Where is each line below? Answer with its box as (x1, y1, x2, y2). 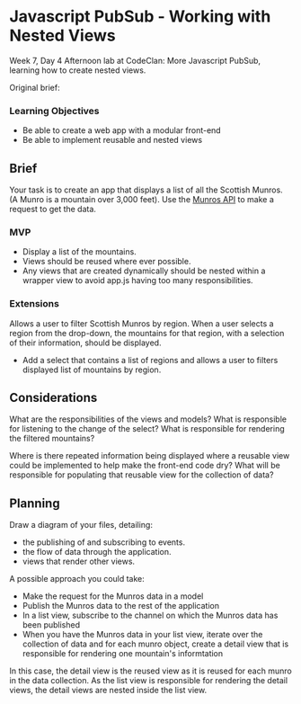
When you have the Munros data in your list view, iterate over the (22, 629, 263, 640)
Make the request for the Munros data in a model (22, 591, 204, 602)
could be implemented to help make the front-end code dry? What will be (9, 460, 280, 471)
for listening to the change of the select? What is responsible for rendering (9, 423, 285, 434)
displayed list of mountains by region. (22, 364, 162, 375)
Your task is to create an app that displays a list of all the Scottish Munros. (9, 184, 283, 195)
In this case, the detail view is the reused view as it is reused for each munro (9, 665, 292, 676)
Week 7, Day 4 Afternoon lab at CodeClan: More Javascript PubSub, (9, 55, 261, 66)
